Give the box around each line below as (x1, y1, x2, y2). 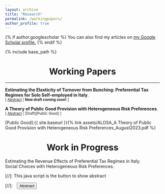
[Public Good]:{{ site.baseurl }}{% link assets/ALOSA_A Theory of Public (5, 120, 152, 125)
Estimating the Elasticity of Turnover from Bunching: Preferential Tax (5, 87, 149, 93)
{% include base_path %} (5, 49, 57, 55)
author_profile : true (5, 21, 50, 26)
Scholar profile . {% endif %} (5, 40, 62, 46)
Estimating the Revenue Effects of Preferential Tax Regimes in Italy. (5, 158, 141, 164)
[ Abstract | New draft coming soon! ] (5, 97, 69, 102)
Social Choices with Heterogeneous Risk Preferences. (5, 164, 114, 170)
